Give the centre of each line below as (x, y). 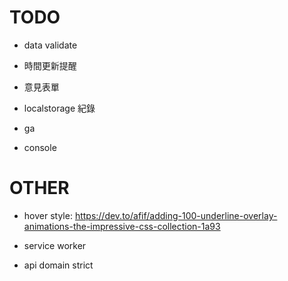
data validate (50, 45)
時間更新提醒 (50, 65)
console (40, 147)
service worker (55, 245)
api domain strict (58, 265)
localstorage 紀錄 (59, 108)
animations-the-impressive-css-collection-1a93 (122, 226)
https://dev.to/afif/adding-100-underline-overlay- (176, 215)
